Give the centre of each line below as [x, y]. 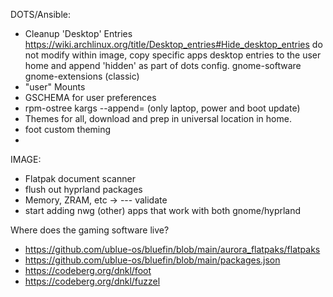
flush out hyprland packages [83, 189]
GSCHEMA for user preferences [90, 97]
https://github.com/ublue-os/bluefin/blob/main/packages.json [152, 260]
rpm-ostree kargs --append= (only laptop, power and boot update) [162, 108]
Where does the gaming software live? [90, 230]
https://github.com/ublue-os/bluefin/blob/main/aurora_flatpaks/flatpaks [172, 249]
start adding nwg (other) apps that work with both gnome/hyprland [163, 210]
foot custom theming [68, 129]
